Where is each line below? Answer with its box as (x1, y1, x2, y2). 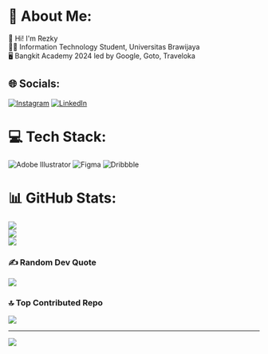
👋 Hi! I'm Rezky (8, 33, 58, 43)
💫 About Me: (8, 7, 93, 26)
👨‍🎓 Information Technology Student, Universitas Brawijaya (8, 41, 200, 51)
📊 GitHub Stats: (8, 189, 117, 206)
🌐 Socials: (8, 77, 61, 91)
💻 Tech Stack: (8, 128, 107, 146)
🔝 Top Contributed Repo (8, 297, 104, 308)
